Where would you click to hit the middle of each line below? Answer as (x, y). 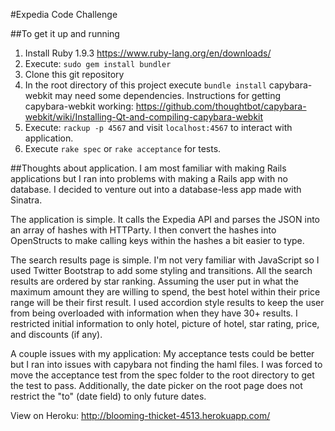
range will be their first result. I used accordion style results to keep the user (167, 302)
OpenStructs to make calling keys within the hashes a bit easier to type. (157, 240)
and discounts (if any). (56, 334)
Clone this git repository (74, 74)
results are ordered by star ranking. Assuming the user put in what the (154, 281)
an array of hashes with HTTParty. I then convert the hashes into (143, 230)
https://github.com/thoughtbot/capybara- (221, 106)
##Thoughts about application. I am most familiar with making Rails (148, 168)
